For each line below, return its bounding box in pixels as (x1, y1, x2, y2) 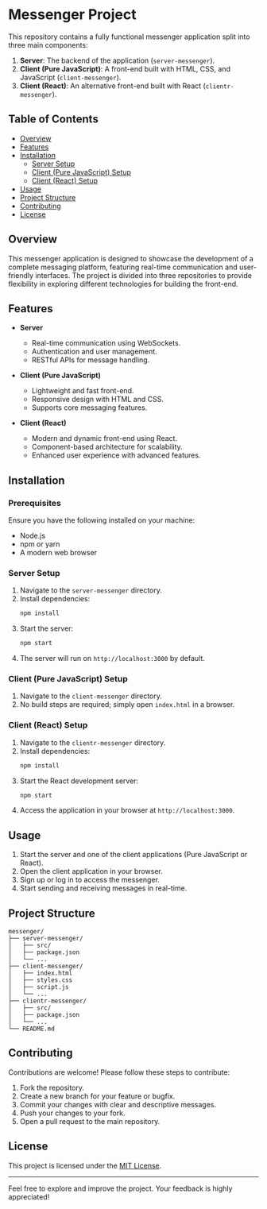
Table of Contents (8, 113, 99, 126)
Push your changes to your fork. (19, 1108, 126, 1118)
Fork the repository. (19, 1083, 85, 1092)
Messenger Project (8, 6, 137, 24)
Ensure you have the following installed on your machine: (8, 516, 195, 525)
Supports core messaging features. (31, 403, 148, 412)
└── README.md (8, 1025, 56, 1033)
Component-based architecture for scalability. (31, 442, 183, 452)
